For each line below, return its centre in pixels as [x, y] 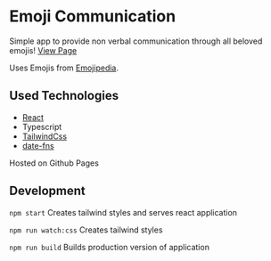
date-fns [38, 145]
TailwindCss [45, 136]
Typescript [42, 126]
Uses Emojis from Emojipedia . [64, 68]
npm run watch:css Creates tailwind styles [86, 230]
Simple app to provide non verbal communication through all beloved [136, 41]
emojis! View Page [43, 50]
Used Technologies [64, 96]
